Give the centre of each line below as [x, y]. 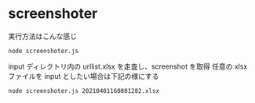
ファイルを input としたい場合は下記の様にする [84, 76]
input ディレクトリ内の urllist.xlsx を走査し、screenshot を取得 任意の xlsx [128, 66]
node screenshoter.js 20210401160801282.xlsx [84, 91]
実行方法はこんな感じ [42, 36]
